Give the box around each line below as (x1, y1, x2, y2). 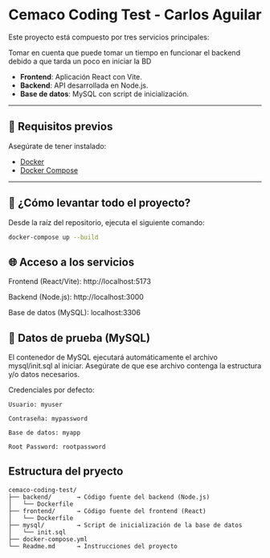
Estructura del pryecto (8, 465, 124, 478)
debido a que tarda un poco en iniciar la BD (8, 56, 152, 66)
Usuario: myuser (8, 400, 63, 409)
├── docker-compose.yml (8, 535, 88, 544)
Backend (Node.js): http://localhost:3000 (8, 292, 145, 302)
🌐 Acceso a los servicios (8, 255, 135, 269)
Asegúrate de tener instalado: (8, 141, 107, 150)
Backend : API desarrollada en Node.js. (19, 80, 149, 90)
